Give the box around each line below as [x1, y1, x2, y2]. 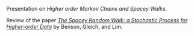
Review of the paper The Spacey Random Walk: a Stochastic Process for [6, 17, 188, 23]
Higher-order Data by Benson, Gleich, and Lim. [6, 23, 123, 30]
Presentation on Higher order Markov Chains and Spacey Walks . [6, 5, 167, 12]
